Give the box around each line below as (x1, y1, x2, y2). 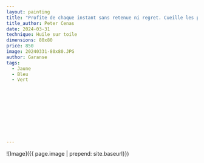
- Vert (12, 77, 29, 83)
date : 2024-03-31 (6, 26, 50, 32)
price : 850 (6, 43, 34, 49)
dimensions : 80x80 (6, 37, 53, 43)
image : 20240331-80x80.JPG (6, 49, 75, 55)
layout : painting (6, 9, 50, 15)
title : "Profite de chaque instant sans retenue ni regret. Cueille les (6, 15, 194, 21)
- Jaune (12, 65, 32, 72)
